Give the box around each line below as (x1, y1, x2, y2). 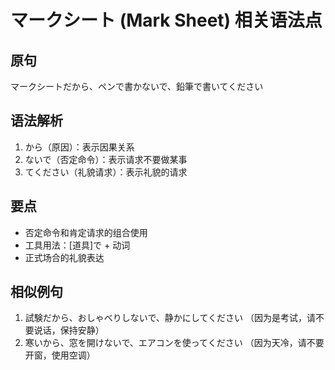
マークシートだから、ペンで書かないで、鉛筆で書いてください (10, 81, 264, 92)
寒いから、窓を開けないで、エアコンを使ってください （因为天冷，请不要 (24, 337, 325, 349)
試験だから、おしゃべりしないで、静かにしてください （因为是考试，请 (24, 312, 316, 324)
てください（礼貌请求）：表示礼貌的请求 (24, 166, 188, 178)
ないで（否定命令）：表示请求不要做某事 (24, 153, 188, 165)
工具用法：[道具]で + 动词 (24, 239, 131, 251)
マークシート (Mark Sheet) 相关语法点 (10, 9, 323, 32)
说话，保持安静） (33, 324, 105, 336)
